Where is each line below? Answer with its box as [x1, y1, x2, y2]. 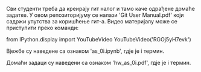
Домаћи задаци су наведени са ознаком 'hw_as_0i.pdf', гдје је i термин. [6, 59, 191, 66]
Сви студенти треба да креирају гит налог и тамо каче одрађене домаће [6, 5, 195, 12]
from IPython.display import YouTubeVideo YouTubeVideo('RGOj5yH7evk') [6, 36, 191, 43]
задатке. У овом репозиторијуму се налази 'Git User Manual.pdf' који [6, 11, 184, 19]
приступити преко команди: [6, 24, 79, 31]
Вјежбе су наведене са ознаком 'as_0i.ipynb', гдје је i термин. [6, 47, 165, 55]
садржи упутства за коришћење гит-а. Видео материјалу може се [6, 18, 178, 25]
